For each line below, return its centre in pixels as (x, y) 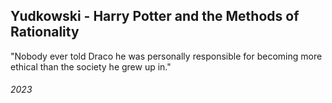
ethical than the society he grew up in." (91, 66)
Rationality (45, 32)
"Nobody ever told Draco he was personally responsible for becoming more (166, 56)
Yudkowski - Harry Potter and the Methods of (155, 16)
